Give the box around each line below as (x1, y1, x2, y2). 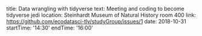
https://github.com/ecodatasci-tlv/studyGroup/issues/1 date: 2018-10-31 (6, 18, 186, 25)
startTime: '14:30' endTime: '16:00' (6, 24, 94, 31)
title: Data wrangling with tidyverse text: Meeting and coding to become (6, 5, 184, 12)
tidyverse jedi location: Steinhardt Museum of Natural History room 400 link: (6, 11, 197, 19)
